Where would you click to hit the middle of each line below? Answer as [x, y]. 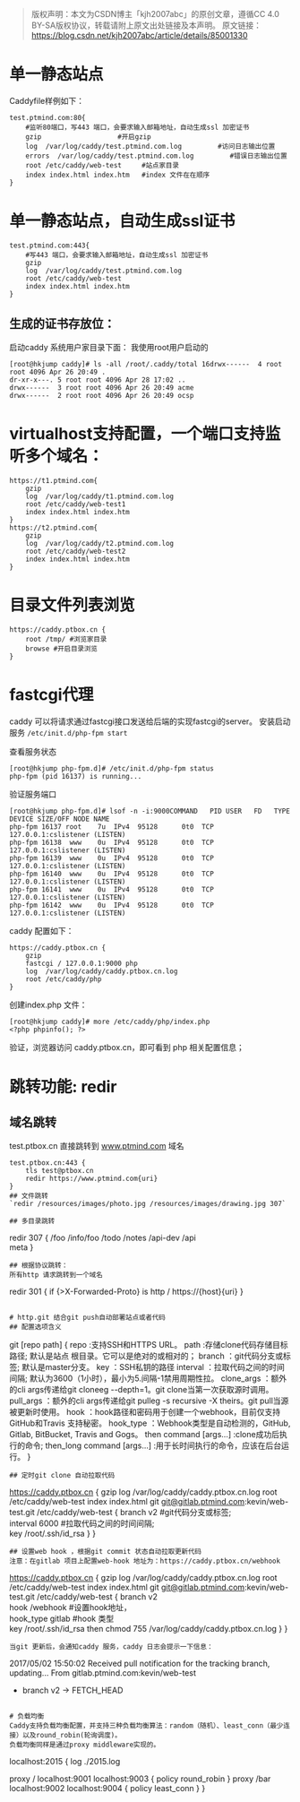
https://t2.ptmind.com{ [54, 528]
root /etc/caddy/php [64, 979]
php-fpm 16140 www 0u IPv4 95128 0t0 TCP [112, 874]
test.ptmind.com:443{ [50, 246]
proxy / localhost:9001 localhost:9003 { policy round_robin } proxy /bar [140, 1779]
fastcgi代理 [51, 694]
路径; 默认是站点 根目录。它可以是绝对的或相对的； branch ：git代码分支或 [146, 1356]
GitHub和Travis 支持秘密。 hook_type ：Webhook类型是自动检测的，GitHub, [150, 1423]
